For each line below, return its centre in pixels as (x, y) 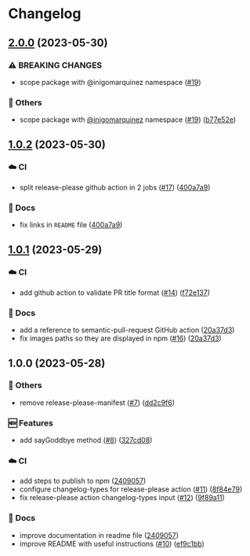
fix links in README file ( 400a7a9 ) (71, 225)
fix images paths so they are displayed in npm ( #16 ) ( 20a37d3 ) (120, 338)
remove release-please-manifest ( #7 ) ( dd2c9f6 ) (97, 403)
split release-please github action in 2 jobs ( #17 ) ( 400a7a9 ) (115, 187)
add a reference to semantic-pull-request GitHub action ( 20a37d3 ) (127, 330)
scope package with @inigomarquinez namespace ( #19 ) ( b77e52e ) (128, 120)
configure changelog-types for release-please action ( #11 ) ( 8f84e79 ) (131, 489)
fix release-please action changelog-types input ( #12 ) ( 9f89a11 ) (122, 498)
